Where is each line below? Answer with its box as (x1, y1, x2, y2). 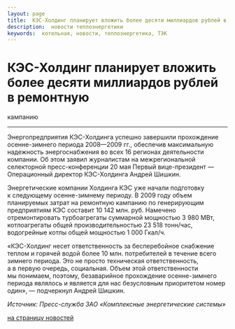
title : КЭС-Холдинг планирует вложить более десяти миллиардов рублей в (7, 17, 227, 24)
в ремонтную (7, 90, 90, 106)
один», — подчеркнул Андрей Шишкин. (7, 286, 125, 295)
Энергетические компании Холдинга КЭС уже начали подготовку (7, 183, 205, 192)
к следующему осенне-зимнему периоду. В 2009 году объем (7, 191, 192, 199)
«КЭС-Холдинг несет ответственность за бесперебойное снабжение (7, 242, 215, 251)
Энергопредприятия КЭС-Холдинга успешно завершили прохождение (7, 133, 219, 141)
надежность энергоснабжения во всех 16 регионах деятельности (7, 148, 204, 156)
